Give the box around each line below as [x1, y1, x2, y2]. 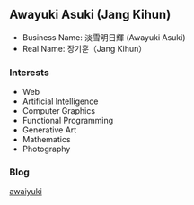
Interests [9, 66, 49, 79]
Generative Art [22, 124, 77, 135]
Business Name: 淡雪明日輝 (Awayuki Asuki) [22, 31, 186, 43]
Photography [22, 143, 71, 155]
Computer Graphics [22, 106, 96, 116]
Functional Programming [22, 115, 114, 126]
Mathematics [22, 134, 71, 145]
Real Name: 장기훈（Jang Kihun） [22, 43, 147, 54]
